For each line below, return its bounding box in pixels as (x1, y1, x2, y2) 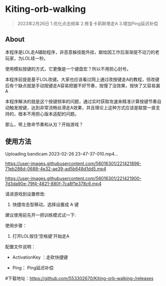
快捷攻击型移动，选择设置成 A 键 (12, 201, 79, 207)
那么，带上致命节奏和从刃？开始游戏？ (5, 121, 83, 127)
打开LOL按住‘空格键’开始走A (12, 233, 69, 239)
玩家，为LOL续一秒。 (5, 55, 49, 61)
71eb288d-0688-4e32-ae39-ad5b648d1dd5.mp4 (5, 165, 107, 172)
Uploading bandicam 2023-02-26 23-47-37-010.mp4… (5, 150, 118, 157)
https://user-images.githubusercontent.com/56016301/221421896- (5, 160, 142, 166)
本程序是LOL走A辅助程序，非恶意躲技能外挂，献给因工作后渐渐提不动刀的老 (5, 49, 160, 55)
